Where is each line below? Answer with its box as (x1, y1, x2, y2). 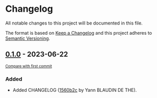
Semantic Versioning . (5, 35, 50, 41)
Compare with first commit (5, 63, 52, 69)
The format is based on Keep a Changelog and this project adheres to (5, 30, 152, 36)
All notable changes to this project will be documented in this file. (5, 20, 143, 26)
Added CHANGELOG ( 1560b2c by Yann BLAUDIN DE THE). (12, 87, 137, 93)
